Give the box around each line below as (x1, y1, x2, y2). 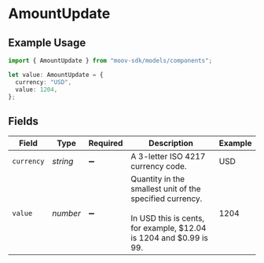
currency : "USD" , (15, 78, 72, 86)
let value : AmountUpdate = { (8, 71, 104, 79)
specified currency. (130, 193, 203, 204)
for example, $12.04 (130, 223, 207, 234)
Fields (8, 115, 39, 128)
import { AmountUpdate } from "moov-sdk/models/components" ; (8, 57, 213, 64)
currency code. (130, 161, 187, 172)
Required (88, 138, 123, 149)
